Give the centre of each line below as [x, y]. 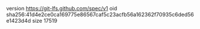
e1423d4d [19, 21]
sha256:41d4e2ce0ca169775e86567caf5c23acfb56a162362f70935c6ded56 [100, 14]
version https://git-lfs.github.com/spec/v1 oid [62, 8]
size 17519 [45, 21]
